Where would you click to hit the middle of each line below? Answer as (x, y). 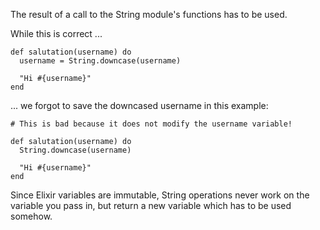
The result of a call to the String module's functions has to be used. (149, 14)
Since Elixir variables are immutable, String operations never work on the (160, 195)
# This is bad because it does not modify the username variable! (151, 124)
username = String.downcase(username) (100, 61)
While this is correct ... (56, 33)
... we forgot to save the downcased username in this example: (139, 105)
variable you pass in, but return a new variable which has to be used (151, 205)
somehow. (31, 216)
